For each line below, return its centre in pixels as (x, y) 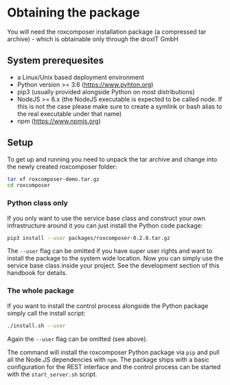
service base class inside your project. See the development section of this (113, 265)
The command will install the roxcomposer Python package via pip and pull (113, 352)
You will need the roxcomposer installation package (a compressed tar (107, 32)
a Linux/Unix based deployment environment (80, 77)
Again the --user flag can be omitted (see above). (78, 339)
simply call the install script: (46, 313)
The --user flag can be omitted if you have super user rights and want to (110, 251)
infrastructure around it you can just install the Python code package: (105, 225)
